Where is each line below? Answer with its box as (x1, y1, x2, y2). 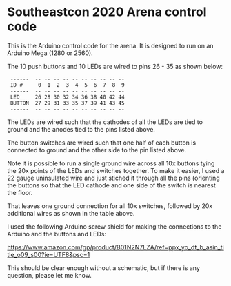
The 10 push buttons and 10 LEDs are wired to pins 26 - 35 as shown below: (7, 62, 223, 70)
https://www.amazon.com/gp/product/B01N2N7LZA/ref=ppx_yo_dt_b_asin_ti (7, 243, 224, 252)
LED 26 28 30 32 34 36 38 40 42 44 (10, 94, 125, 101)
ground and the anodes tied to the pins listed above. (7, 125, 155, 133)
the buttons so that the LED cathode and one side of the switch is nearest (7, 181, 216, 190)
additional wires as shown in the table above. (7, 209, 135, 217)
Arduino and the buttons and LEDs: (7, 229, 107, 238)
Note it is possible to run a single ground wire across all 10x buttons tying (7, 159, 215, 167)
